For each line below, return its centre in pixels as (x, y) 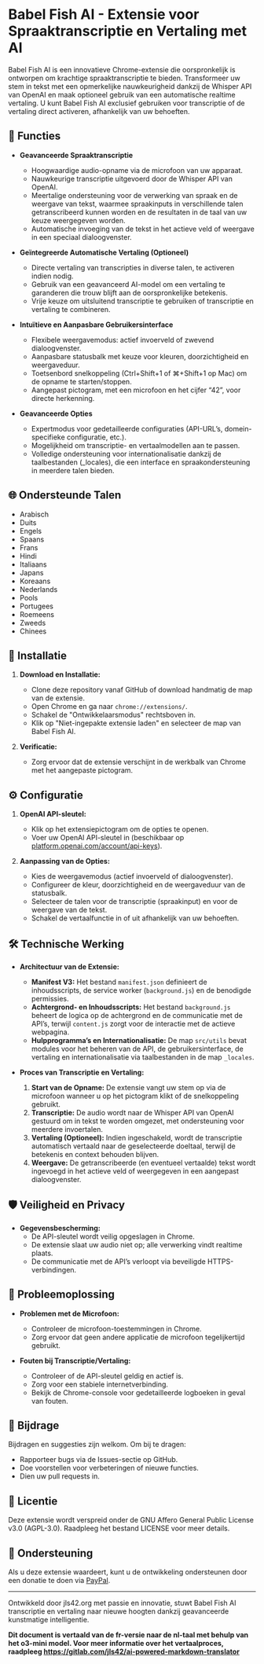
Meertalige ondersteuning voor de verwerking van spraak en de (134, 195)
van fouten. (49, 1401)
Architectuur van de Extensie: (69, 967)
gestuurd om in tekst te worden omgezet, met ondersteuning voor (138, 1121)
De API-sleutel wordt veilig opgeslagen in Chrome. (113, 1236)
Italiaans (33, 564)
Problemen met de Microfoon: (69, 1313)
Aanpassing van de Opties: (64, 861)
